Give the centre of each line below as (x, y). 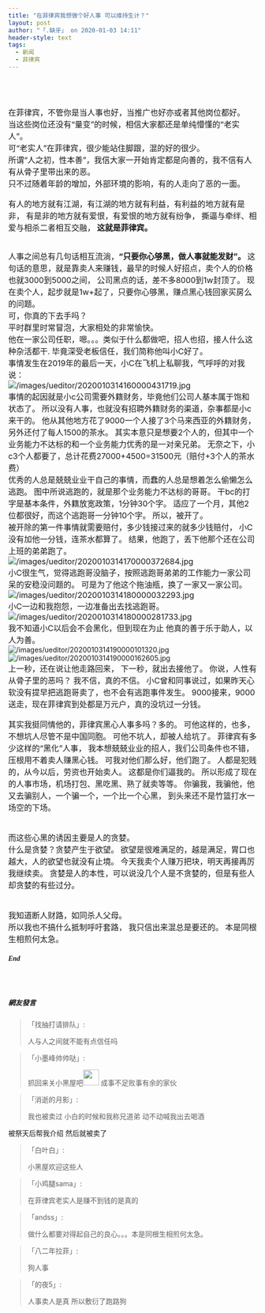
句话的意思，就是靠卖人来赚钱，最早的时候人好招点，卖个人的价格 (131, 268)
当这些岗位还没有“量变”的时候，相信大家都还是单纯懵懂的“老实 (124, 124)
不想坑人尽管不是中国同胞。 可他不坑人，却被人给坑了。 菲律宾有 (129, 736)
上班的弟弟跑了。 (40, 551)
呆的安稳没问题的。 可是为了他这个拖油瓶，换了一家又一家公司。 (127, 585)
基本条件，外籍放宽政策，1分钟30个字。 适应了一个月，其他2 (137, 503)
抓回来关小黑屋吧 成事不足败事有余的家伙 (102, 1082)
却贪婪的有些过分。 (44, 885)
